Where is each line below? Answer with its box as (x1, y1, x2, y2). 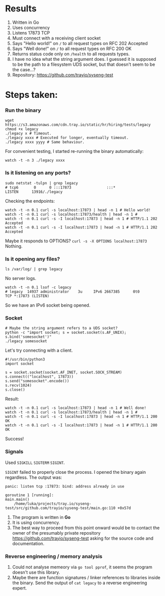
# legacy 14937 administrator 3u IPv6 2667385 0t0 (5, 289, 140, 294)
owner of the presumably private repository (12, 530, 101, 536)
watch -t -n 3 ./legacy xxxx (5, 158, 65, 163)
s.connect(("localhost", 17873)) (5, 374, 74, 379)
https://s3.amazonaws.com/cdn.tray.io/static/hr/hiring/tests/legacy (5, 122, 151, 128)
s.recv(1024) (5, 383, 32, 388)
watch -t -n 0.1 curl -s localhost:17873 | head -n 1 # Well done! (5, 406, 147, 411)
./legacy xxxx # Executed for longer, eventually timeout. (5, 136, 129, 140)
